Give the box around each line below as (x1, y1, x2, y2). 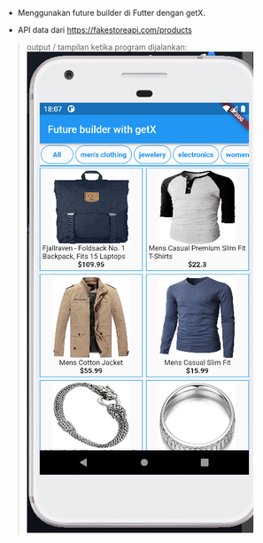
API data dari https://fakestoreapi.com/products (17, 25, 192, 35)
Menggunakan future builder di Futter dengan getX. (17, 8, 206, 18)
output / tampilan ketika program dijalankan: (26, 42, 188, 52)
